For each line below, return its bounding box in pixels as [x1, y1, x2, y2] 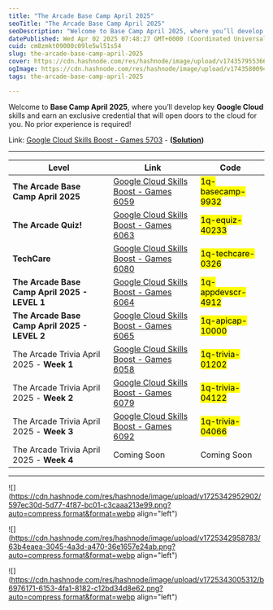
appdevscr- [200, 286, 247, 298]
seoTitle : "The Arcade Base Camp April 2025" [8, 20, 165, 28]
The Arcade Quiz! [12, 219, 83, 230]
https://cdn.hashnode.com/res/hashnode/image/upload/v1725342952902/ [11, 491, 262, 501]
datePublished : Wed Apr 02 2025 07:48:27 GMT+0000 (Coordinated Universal [8, 34, 267, 43]
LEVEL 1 [12, 296, 46, 307]
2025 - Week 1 [12, 359, 74, 370]
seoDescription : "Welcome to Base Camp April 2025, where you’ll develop [8, 27, 264, 35]
